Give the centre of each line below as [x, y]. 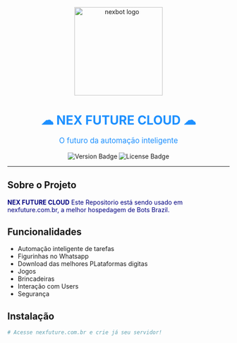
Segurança [34, 294]
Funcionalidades [45, 232]
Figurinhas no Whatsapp [53, 256]
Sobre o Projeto [42, 185]
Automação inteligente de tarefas [66, 249]
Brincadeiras [36, 279]
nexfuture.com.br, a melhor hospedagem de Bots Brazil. [89, 209]
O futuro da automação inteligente [119, 140]
